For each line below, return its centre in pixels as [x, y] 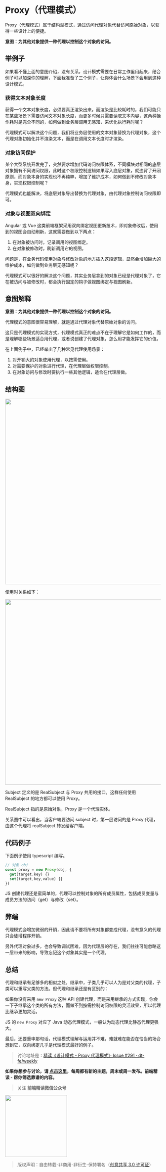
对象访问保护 [21, 152]
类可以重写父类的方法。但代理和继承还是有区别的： [57, 989]
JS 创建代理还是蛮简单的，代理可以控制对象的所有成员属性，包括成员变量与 [82, 893]
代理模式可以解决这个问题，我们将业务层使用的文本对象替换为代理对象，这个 [83, 133]
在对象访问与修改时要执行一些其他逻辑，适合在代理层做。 [71, 372]
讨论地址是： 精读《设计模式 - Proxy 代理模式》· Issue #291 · [77, 1055]
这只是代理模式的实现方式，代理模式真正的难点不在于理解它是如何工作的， [81, 332]
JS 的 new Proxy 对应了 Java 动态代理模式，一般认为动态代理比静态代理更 [80, 1022]
